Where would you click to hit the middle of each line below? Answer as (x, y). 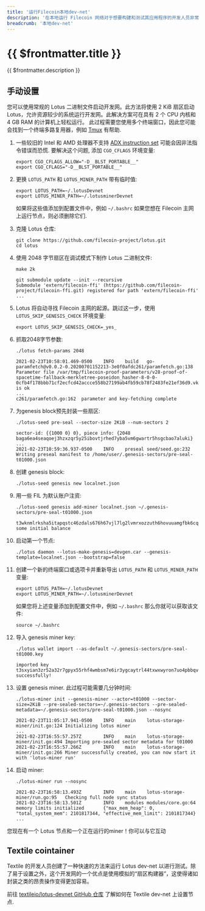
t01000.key (30, 654)
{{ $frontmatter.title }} (64, 53)
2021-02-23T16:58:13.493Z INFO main (76, 792)
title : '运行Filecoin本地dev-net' (49, 12)
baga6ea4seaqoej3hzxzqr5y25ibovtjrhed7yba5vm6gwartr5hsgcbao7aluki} (104, 439)
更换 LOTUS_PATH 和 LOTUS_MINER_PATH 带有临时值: (76, 179)
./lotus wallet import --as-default (62, 649)
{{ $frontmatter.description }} (44, 70)
